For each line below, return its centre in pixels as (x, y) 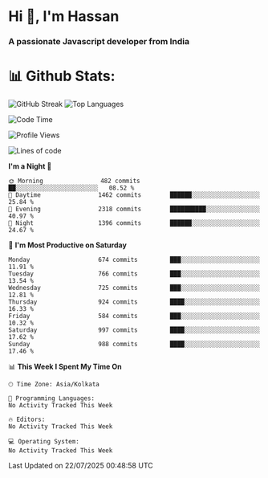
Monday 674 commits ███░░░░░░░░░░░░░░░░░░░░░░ (134, 260)
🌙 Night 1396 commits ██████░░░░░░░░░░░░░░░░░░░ (134, 223)
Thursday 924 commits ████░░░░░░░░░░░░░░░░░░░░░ (134, 302)
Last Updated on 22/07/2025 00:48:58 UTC (81, 466)
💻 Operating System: (44, 442)
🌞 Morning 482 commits (74, 181)
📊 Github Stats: (62, 76)
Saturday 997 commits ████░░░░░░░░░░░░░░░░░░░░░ (134, 330)
